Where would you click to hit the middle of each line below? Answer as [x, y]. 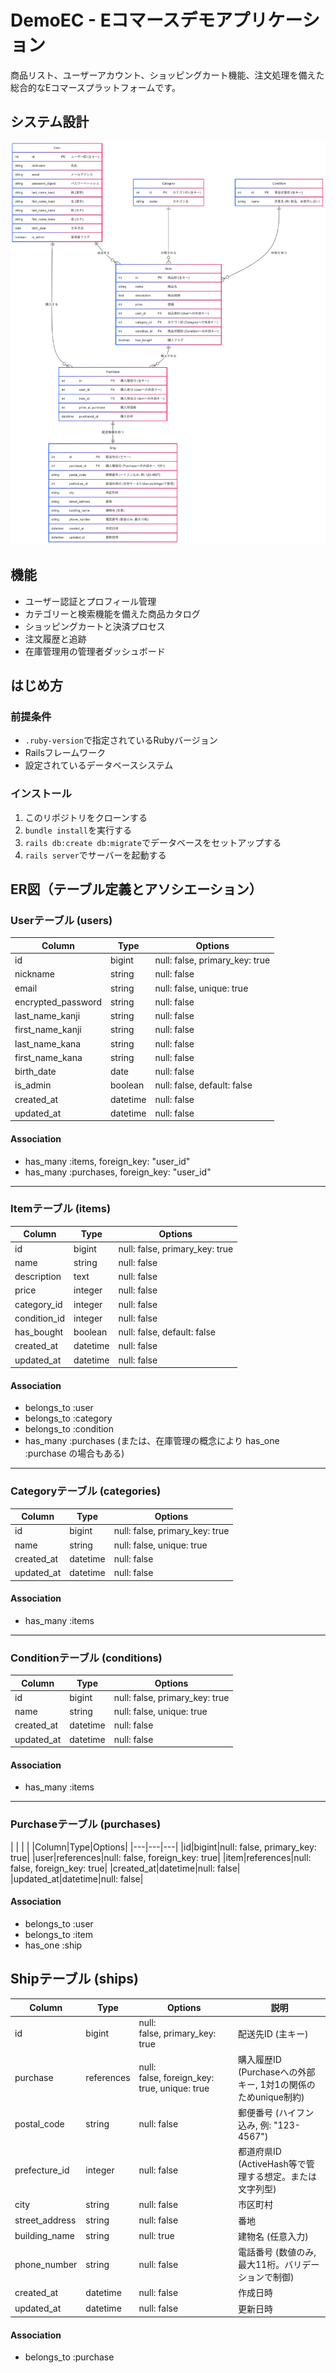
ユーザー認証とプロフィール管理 [90, 601]
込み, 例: [254, 2125]
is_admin [33, 1085]
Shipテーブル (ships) [74, 1979]
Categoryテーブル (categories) [86, 1491]
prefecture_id [42, 2170]
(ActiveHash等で [272, 2164]
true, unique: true [174, 2088]
